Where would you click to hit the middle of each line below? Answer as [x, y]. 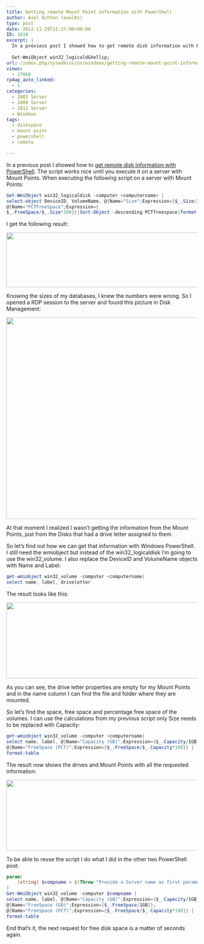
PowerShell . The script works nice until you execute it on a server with [94, 171]
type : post [20, 23]
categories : [21, 91]
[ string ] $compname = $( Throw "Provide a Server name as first [99, 882]
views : [15, 69]
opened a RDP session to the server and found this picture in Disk [89, 303]
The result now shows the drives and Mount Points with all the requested [97, 764]
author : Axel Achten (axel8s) [45, 18]
